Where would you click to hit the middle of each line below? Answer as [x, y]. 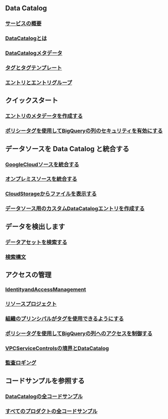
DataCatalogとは [26, 38]
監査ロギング [21, 363]
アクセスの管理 [28, 275]
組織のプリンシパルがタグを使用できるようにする [65, 318]
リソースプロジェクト [31, 304]
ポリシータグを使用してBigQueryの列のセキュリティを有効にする [84, 131]
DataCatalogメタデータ [34, 53]
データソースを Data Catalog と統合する [67, 149]
